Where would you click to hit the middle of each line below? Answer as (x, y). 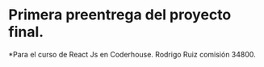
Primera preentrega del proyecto (120, 15)
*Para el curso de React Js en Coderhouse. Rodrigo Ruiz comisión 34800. (132, 54)
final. (26, 32)
